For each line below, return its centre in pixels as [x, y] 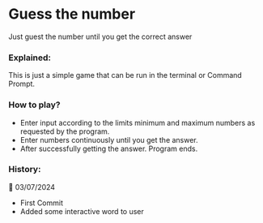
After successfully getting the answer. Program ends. [109, 148]
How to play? [34, 105]
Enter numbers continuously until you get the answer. [109, 139]
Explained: [30, 58]
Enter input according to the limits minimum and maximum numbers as [138, 122]
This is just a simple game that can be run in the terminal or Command [125, 75]
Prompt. [21, 84]
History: [25, 169]
